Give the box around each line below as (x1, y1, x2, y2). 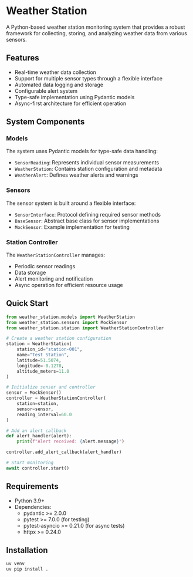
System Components (6, 117, 85, 127)
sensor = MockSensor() (6, 390, 62, 396)
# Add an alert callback (6, 427, 67, 434)
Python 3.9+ (14, 497, 45, 504)
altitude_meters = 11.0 (16, 368, 69, 374)
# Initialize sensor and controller (6, 384, 96, 390)
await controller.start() (6, 465, 69, 471)
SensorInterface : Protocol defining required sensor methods (14, 211, 161, 218)
